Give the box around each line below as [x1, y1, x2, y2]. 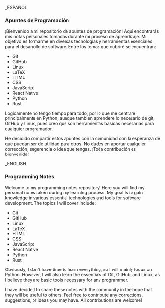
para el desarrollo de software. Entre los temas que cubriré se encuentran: [5, 44, 156, 50]
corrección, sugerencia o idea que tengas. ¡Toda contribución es [5, 146, 136, 152]
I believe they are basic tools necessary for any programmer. [5, 277, 129, 283]
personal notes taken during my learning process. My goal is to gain [5, 190, 143, 195]
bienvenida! [5, 151, 29, 157]
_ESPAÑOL [5, 5, 27, 10]
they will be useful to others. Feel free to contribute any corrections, [5, 292, 143, 298]
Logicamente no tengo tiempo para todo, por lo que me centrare [5, 110, 136, 116]
